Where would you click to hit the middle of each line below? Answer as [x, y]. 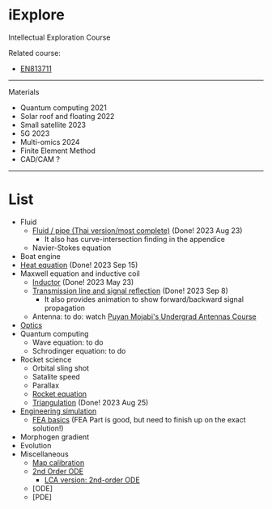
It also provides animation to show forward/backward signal [144, 299]
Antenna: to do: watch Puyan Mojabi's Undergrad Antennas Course [144, 316]
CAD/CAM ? [40, 159]
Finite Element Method [57, 151]
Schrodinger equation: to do [79, 350]
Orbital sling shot [61, 368]
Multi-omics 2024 [50, 142]
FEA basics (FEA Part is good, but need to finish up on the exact [139, 419]
